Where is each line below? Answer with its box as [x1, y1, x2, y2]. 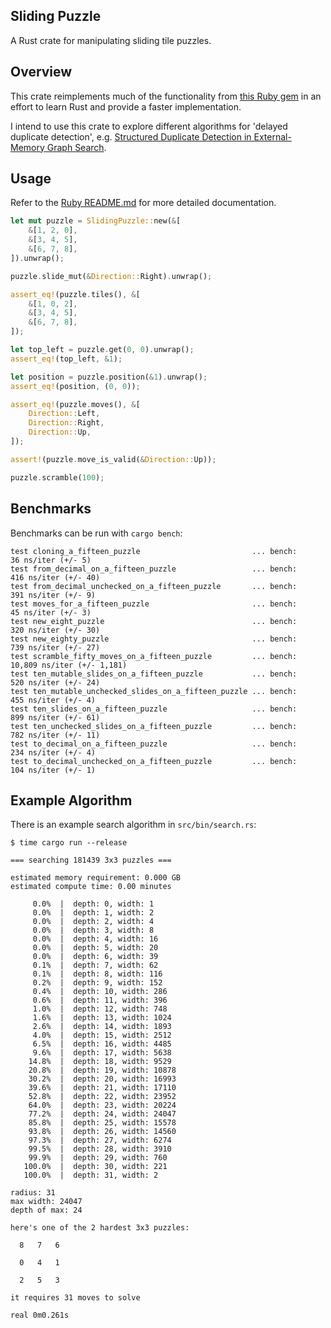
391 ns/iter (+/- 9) [10, 590, 97, 600]
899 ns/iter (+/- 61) [10, 712, 101, 723]
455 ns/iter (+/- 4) [10, 695, 97, 705]
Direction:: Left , [28, 409, 101, 419]
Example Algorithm [10, 792, 133, 809]
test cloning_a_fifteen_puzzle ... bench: [10, 546, 298, 556]
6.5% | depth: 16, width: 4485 [32, 1039, 172, 1049]
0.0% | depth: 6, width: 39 [32, 952, 159, 962]
